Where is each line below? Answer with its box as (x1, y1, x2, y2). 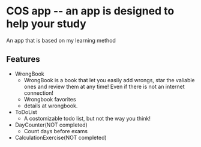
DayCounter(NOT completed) (14, 121, 88, 128)
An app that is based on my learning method (6, 37, 116, 44)
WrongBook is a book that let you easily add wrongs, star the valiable (23, 76, 195, 83)
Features (6, 54, 40, 64)
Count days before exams (23, 127, 88, 134)
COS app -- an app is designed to (6, 4, 175, 18)
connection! (23, 89, 54, 97)
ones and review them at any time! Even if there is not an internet (23, 83, 185, 90)
